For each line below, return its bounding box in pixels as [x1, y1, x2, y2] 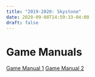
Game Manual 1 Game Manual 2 [6, 65, 85, 72]
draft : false [6, 20, 39, 25]
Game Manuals [6, 45, 82, 59]
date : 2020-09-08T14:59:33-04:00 [6, 14, 90, 20]
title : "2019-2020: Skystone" [6, 8, 82, 15]
